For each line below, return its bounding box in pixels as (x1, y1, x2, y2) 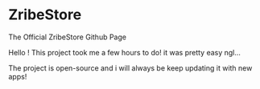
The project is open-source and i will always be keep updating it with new (8, 63, 253, 73)
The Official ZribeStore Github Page (8, 32, 127, 42)
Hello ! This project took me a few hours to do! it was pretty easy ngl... (8, 47, 241, 57)
